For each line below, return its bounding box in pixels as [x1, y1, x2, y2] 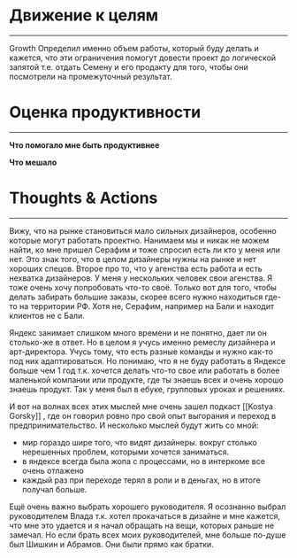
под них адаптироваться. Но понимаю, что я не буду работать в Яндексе [9, 355, 286, 366]
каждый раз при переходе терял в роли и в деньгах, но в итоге [21, 475, 261, 485]
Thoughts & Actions [9, 188, 158, 208]
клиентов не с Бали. [9, 310, 86, 321]
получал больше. [21, 484, 88, 494]
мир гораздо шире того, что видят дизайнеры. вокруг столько [21, 437, 258, 447]
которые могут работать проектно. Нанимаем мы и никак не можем [9, 235, 270, 245]
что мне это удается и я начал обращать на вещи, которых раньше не [9, 520, 275, 531]
